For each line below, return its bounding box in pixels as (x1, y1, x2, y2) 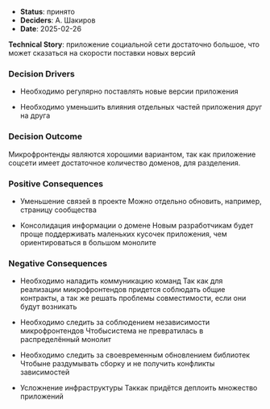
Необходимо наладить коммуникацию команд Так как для (19, 276, 223, 286)
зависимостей (19, 367, 70, 378)
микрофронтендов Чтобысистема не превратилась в (19, 326, 204, 336)
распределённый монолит (19, 335, 111, 344)
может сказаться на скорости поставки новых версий (8, 48, 196, 57)
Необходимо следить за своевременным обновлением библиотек (19, 350, 251, 360)
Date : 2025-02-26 (19, 24, 82, 33)
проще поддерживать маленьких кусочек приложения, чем (19, 229, 227, 239)
